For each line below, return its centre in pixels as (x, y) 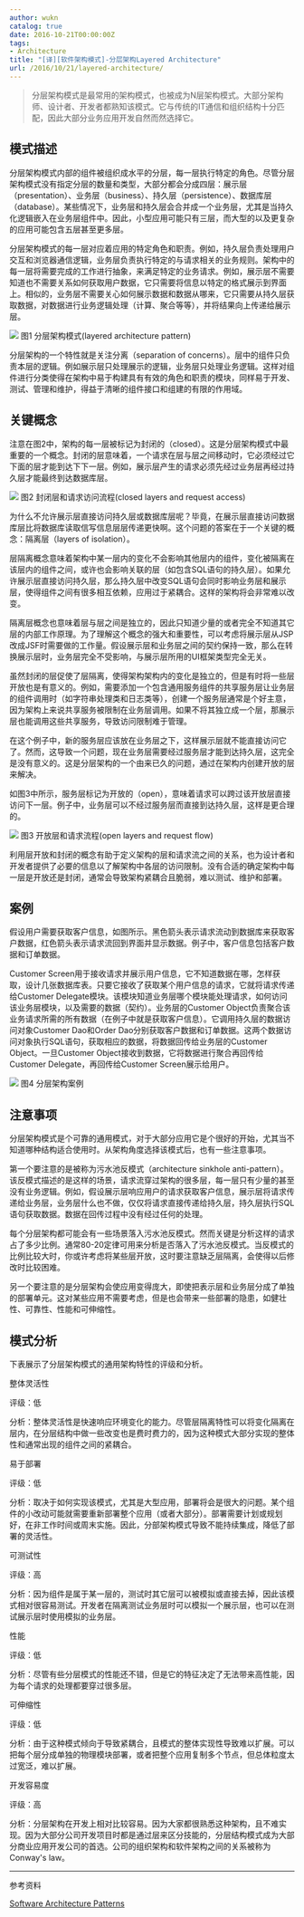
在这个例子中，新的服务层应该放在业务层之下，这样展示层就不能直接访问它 (148, 740)
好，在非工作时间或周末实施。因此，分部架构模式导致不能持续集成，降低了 (148, 1524)
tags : (19, 43)
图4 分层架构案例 (52, 1084)
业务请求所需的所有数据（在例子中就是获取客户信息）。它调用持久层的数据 (146, 1019)
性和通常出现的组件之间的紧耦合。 (73, 1444)
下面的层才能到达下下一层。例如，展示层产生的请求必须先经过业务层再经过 (148, 466)
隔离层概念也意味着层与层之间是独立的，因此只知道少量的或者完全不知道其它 (152, 622)
